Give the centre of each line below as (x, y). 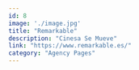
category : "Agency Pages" (52, 53)
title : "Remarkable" (43, 31)
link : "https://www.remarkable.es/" (70, 46)
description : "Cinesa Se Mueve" (63, 38)
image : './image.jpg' (45, 23)
